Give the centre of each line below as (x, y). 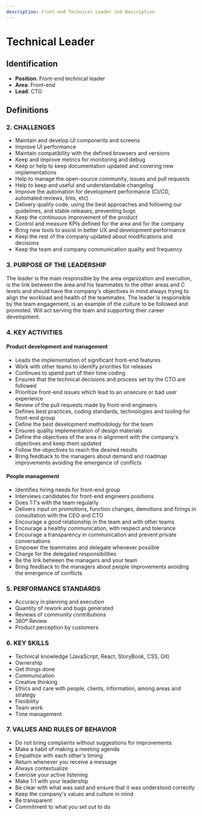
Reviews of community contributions (61, 615)
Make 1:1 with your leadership (52, 781)
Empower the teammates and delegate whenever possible (87, 547)
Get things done (35, 669)
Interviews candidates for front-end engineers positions (84, 496)
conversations (33, 541)
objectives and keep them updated (58, 443)
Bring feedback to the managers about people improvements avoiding (102, 566)
